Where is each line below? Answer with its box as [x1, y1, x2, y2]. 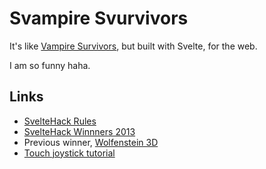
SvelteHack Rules [23, 115, 97, 127]
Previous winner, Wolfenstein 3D [23, 136, 159, 148]
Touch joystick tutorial [23, 147, 116, 159]
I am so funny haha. [9, 59, 91, 71]
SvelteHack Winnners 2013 [23, 125, 136, 137]
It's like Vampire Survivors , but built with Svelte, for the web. [9, 40, 258, 52]
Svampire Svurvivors [9, 7, 189, 30]
